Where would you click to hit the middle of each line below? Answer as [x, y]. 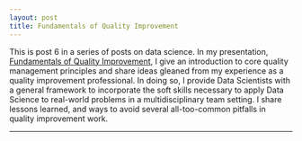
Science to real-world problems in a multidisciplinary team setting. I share [146, 99]
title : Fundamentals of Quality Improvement [94, 26]
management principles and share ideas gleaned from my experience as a [147, 70]
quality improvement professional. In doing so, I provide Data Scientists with [150, 80]
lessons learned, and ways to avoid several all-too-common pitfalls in [138, 109]
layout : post [34, 18]
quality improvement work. [59, 119]
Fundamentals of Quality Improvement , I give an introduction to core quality [149, 61]
